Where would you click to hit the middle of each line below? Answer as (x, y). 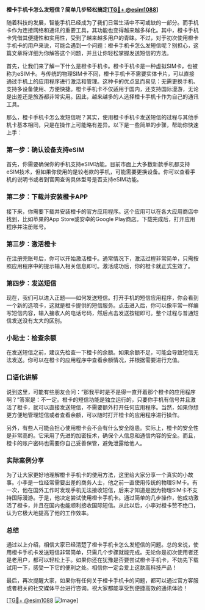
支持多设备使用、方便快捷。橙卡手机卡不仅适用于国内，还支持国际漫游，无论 (103, 89)
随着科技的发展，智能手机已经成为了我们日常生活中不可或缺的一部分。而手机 (103, 23)
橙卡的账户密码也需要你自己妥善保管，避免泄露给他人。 (76, 443)
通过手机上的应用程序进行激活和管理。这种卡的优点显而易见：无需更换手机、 (103, 81)
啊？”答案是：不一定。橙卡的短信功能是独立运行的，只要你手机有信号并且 (99, 399)
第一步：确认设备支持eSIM (45, 150)
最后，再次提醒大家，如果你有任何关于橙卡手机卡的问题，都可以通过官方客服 (103, 581)
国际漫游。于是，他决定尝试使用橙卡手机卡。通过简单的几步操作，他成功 (102, 498)
